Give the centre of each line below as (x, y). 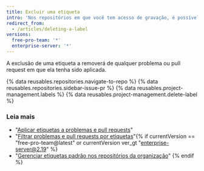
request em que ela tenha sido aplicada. (56, 69)
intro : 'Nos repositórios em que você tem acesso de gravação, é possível (103, 18)
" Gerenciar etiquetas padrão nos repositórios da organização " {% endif (104, 156)
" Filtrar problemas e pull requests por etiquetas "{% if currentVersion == (105, 136)
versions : (19, 35)
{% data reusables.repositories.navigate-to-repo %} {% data (82, 81)
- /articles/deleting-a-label (50, 29)
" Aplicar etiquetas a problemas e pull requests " (74, 130)
